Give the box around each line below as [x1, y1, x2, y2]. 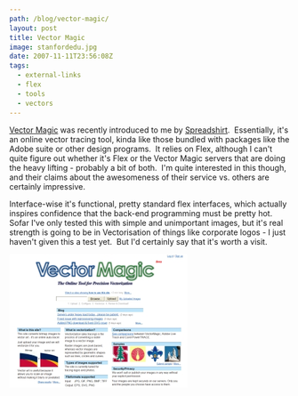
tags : [9, 61, 29, 70]
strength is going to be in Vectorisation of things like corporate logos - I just [9, 227, 286, 238]
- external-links [17, 71, 82, 80]
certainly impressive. [9, 181, 86, 191]
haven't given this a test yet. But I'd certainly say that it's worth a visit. [9, 236, 268, 246]
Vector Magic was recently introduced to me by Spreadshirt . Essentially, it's [9, 125, 289, 135]
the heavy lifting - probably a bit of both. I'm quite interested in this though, [9, 162, 286, 173]
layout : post [9, 23, 58, 33]
